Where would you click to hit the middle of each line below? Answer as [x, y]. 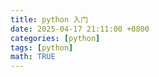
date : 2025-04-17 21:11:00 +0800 [80, 29]
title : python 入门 [49, 19]
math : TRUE [33, 57]
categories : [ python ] [55, 38]
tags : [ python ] [42, 47]
